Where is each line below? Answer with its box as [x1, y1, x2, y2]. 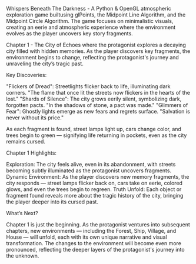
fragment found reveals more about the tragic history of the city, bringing [6, 192, 184, 199]
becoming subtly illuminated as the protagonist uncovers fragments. [6, 167, 172, 174]
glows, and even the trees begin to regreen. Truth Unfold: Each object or [6, 186, 182, 193]
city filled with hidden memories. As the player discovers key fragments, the [6, 48, 191, 55]
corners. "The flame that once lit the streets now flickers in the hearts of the [6, 89, 190, 96]
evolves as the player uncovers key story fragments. [6, 30, 134, 37]
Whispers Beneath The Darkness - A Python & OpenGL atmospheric [6, 5, 172, 12]
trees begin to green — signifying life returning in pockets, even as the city [6, 132, 187, 139]
